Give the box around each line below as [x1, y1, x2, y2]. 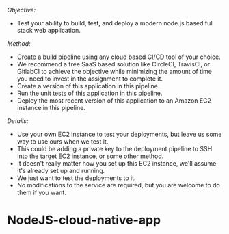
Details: [7, 117, 29, 125]
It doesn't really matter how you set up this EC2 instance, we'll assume [16, 159, 217, 167]
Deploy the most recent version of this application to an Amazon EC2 [16, 96, 212, 105]
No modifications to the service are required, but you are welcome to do [16, 181, 220, 189]
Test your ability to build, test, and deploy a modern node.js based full [16, 19, 214, 27]
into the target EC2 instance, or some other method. [16, 152, 164, 160]
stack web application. [16, 27, 81, 34]
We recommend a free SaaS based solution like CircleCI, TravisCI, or [16, 60, 211, 68]
